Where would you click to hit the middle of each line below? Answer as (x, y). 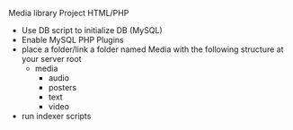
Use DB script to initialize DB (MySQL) (92, 30)
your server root (51, 59)
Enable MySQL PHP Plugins (73, 40)
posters (62, 87)
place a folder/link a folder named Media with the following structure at (152, 49)
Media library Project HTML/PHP (69, 13)
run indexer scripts (56, 116)
